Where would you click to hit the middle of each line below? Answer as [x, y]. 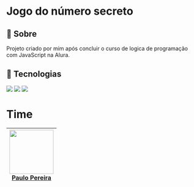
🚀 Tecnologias [34, 74]
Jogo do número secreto [70, 11]
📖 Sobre [22, 34]
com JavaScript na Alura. [38, 55]
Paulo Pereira [32, 177]
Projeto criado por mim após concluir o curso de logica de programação [97, 48]
